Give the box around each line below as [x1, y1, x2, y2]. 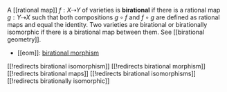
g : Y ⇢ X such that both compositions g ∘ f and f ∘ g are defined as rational [7, 13, 220, 21]
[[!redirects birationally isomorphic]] [7, 77, 110, 85]
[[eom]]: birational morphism [17, 48, 99, 57]
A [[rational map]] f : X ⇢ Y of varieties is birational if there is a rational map [7, 6, 221, 14]
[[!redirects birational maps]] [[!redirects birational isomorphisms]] [7, 69, 196, 77]
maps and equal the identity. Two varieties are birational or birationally [7, 21, 208, 28]
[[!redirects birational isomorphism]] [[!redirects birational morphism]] [7, 62, 206, 70]
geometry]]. [7, 35, 42, 44]
